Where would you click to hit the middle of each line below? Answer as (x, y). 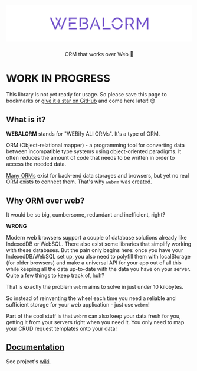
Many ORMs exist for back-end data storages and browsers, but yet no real (98, 176)
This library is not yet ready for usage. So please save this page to (86, 95)
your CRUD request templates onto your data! (61, 328)
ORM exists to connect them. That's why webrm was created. (79, 182)
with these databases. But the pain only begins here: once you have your (95, 250)
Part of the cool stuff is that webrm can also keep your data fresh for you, (93, 316)
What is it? (26, 119)
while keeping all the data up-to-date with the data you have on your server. (98, 269)
